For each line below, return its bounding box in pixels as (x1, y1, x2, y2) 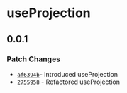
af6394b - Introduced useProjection (16, 70, 118, 78)
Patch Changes (6, 54, 61, 64)
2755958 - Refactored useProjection (16, 77, 120, 86)
